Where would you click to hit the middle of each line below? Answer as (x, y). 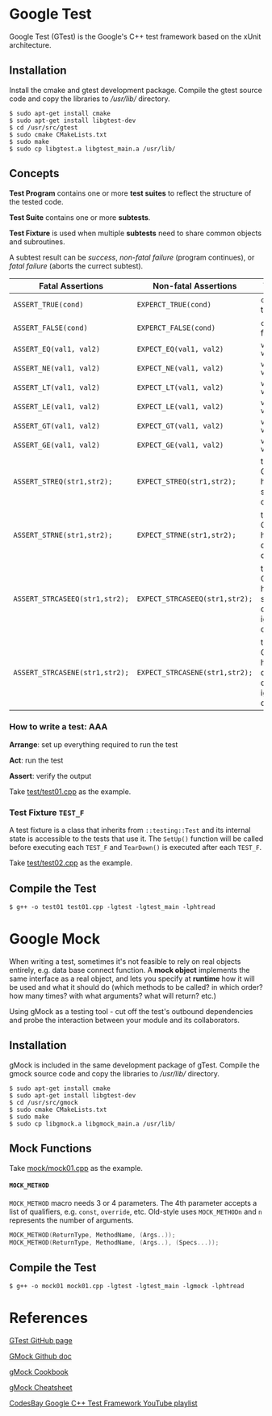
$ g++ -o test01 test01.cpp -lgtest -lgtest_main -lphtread (113, 907)
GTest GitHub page (41, 1341)
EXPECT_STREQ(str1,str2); (186, 481)
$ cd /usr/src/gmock (44, 1102)
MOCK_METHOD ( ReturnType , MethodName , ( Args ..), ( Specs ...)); (114, 1242)
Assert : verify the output (50, 776)
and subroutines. (37, 241)
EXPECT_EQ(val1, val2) (180, 349)
